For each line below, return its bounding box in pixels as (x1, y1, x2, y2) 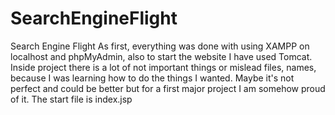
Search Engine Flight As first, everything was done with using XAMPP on (10, 40, 310, 52)
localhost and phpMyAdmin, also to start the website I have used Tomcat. (10, 50, 313, 62)
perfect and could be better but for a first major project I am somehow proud (10, 82, 326, 94)
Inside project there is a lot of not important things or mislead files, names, (10, 61, 317, 73)
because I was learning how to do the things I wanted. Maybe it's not (10, 72, 295, 84)
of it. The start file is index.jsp (10, 93, 133, 105)
